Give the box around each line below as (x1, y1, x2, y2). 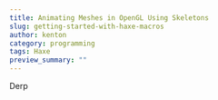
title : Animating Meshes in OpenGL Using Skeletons (9, 13, 209, 23)
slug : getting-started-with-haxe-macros (9, 22, 165, 31)
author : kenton (9, 30, 67, 39)
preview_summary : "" (9, 55, 88, 65)
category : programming (9, 38, 95, 48)
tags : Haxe (9, 47, 51, 56)
